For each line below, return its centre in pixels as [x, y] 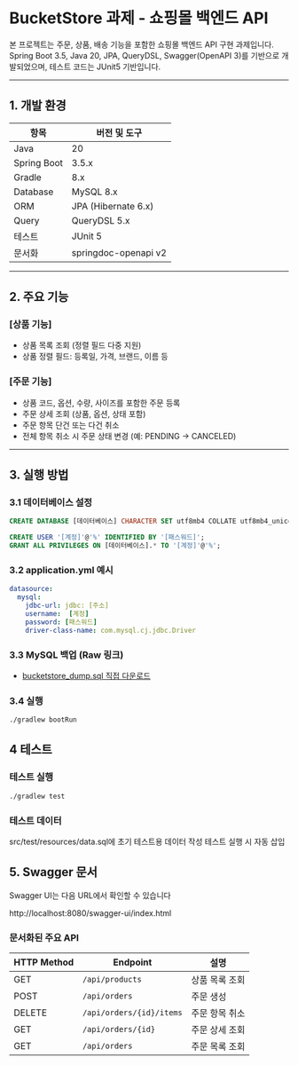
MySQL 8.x [94, 192]
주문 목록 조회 [218, 1046]
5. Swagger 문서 [53, 872]
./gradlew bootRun [43, 720]
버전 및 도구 [119, 132]
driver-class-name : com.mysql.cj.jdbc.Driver [111, 630]
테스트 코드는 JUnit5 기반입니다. [105, 67]
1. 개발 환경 [38, 106]
